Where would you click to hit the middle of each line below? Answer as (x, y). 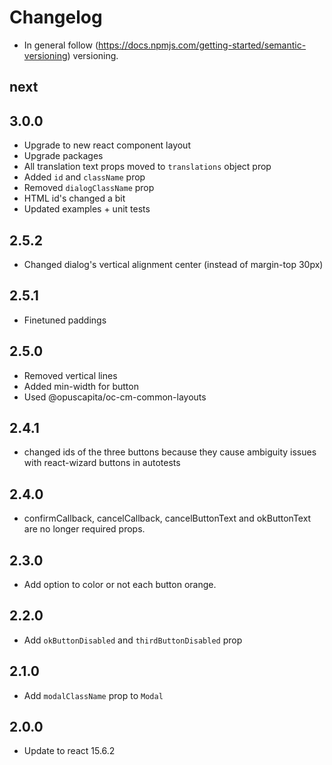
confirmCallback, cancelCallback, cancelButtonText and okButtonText (167, 518)
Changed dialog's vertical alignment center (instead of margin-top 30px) (173, 264)
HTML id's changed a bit (74, 198)
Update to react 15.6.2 (69, 751)
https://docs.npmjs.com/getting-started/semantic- (202, 45)
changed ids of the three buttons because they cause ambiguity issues (170, 452)
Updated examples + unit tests (87, 209)
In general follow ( (61, 45)
